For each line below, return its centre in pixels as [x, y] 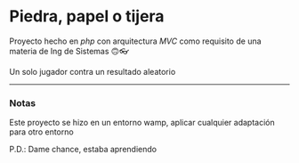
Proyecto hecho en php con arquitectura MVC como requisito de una [135, 41]
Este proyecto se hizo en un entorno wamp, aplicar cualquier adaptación [142, 123]
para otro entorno [41, 132]
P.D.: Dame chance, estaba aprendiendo [83, 150]
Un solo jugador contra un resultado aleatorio [93, 71]
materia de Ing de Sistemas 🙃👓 [69, 51]
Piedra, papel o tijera [87, 16]
